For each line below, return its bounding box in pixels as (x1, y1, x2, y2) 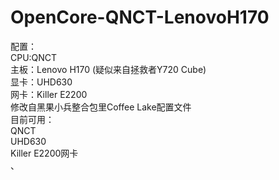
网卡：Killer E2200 (10, 88, 88, 100)
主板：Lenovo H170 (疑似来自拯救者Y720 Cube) (10, 63, 207, 75)
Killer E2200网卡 (10, 147, 79, 159)
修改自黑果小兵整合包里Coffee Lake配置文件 (10, 101, 192, 113)
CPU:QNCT (10, 51, 58, 63)
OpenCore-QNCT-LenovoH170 (10, 6, 270, 29)
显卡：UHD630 (10, 76, 73, 88)
